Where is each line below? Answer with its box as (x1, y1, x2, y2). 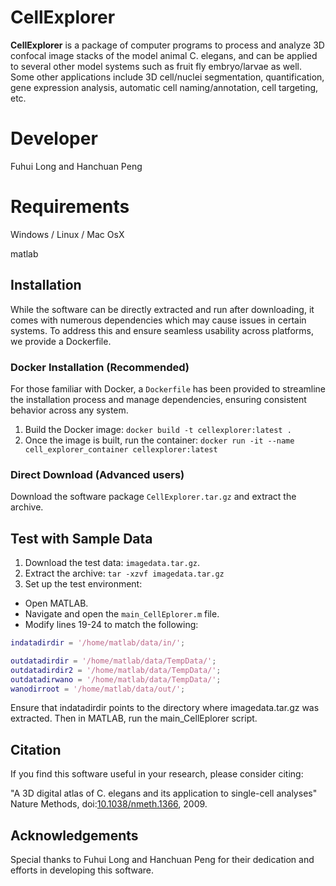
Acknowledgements (10, 827, 139, 844)
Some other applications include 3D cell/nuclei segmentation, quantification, (10, 71, 325, 83)
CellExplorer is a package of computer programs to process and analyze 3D (10, 39, 325, 51)
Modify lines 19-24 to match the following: (24, 619, 199, 631)
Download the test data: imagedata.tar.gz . (24, 557, 201, 569)
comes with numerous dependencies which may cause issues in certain (10, 314, 307, 326)
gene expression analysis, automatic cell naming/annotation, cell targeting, (10, 81, 319, 93)
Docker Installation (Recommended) (10, 360, 190, 374)
